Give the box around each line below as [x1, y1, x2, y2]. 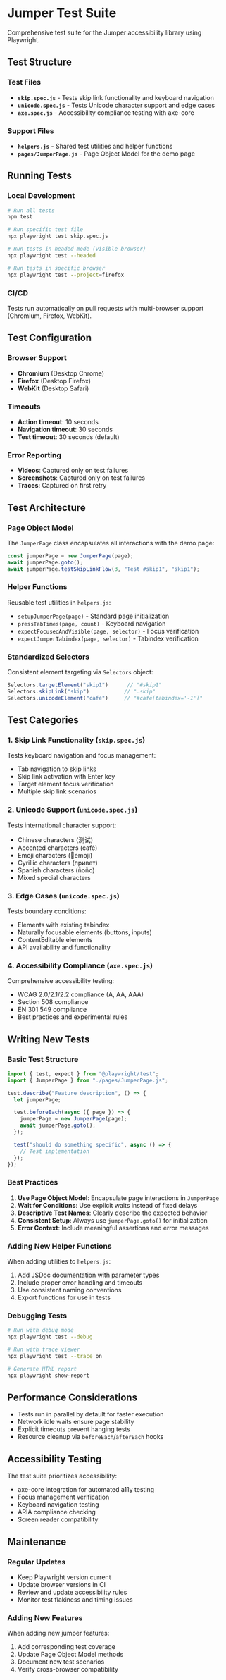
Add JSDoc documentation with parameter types [17, 1271, 160, 1280]
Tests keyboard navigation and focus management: [7, 751, 156, 760]
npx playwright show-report [7, 1372, 90, 1379]
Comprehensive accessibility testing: [7, 977, 115, 985]
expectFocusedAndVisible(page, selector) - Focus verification [17, 626, 199, 635]
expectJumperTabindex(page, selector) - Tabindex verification [17, 634, 199, 643]
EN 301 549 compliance [17, 1006, 87, 1014]
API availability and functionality [17, 943, 111, 951]
